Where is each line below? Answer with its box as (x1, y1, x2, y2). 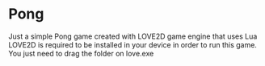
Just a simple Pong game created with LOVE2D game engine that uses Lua (8, 31, 258, 41)
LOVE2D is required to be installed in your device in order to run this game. (8, 39, 257, 49)
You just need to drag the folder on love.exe (8, 48, 154, 58)
